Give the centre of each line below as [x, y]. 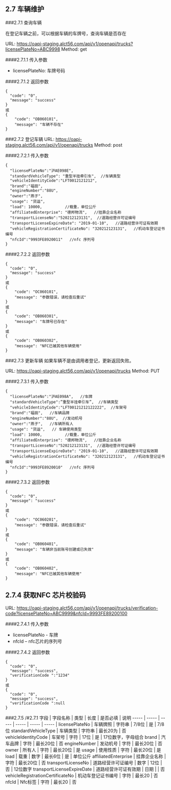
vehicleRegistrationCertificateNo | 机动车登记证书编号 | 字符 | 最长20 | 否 [82, 775]
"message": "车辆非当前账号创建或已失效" [54, 549]
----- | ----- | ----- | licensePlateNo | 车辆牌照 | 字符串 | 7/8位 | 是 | [85, 724]
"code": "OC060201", [36, 519]
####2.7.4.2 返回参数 [28, 652]
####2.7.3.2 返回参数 [28, 482]
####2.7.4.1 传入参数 [27, 624]
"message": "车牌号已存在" [41, 321]
